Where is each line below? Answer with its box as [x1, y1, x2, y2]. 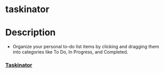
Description [5, 27, 56, 39]
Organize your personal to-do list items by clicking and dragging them [12, 44, 159, 50]
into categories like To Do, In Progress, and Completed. [12, 49, 128, 55]
